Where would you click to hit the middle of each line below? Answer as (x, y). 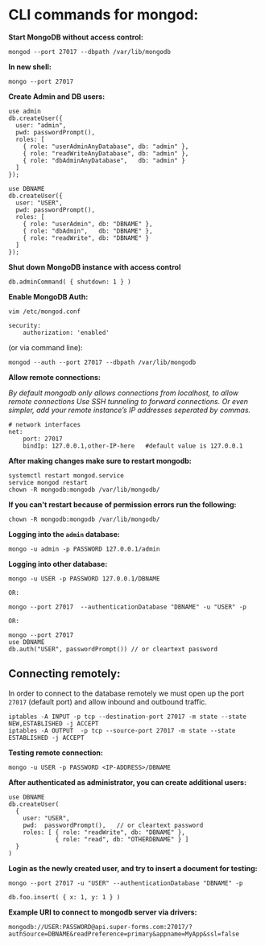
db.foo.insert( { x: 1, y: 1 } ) (64, 897)
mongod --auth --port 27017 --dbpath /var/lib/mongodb (102, 362)
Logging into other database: (58, 564)
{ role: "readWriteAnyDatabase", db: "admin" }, (106, 153)
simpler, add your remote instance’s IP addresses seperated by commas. (130, 410)
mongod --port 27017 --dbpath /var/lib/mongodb (90, 52)
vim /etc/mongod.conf (45, 312)
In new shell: (30, 67)
